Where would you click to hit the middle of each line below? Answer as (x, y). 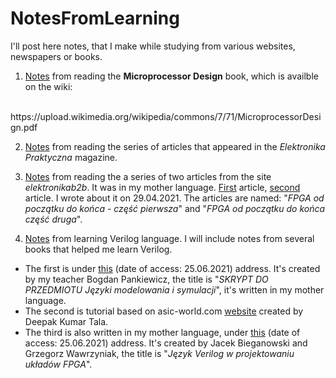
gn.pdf (24, 127)
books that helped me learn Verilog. (98, 249)
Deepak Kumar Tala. (66, 321)
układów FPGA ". (58, 364)
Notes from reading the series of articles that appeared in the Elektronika (175, 146)
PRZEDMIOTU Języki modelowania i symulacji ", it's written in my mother (174, 289)
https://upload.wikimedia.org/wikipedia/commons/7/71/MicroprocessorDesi (166, 116)
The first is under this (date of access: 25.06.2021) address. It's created (172, 268)
